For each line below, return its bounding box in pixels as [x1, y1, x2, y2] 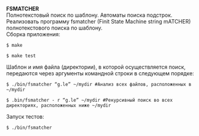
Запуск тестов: [6, 113, 44, 120]
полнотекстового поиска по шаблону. [6, 24, 103, 31]
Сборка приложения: [6, 31, 61, 38]
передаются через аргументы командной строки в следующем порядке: [6, 70, 194, 77]
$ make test [6, 53, 36, 59]
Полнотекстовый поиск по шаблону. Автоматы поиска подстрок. [6, 11, 173, 19]
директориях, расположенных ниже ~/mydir [6, 102, 111, 108]
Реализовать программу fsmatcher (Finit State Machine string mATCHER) [6, 18, 191, 25]
